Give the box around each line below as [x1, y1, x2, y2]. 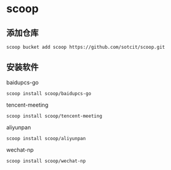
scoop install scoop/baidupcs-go [6, 90, 92, 96]
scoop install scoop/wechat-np [6, 158, 86, 164]
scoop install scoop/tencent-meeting [6, 113, 103, 119]
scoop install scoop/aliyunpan [6, 135, 86, 141]
